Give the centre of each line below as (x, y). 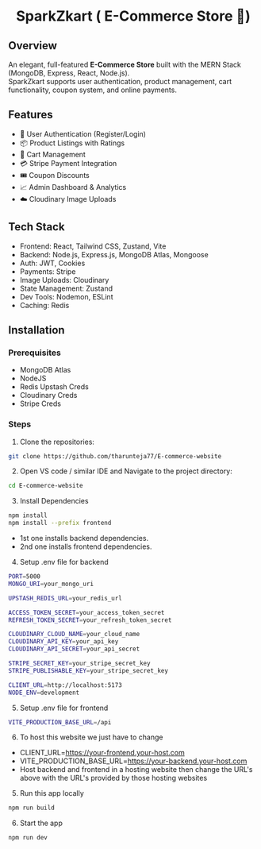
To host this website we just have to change (91, 737)
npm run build (32, 808)
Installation (36, 330)
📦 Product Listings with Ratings (72, 143)
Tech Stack (36, 227)
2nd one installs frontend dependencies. (86, 546)
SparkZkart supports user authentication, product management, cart (120, 81)
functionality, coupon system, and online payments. (92, 90)
